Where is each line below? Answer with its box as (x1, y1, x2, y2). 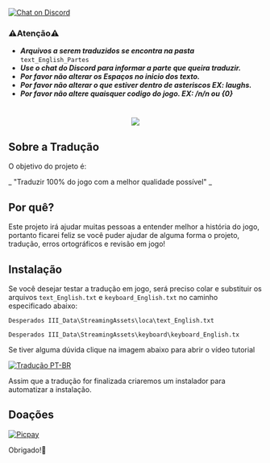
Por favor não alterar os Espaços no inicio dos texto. (19, 72, 200, 81)
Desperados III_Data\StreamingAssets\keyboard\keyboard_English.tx (8, 331, 240, 339)
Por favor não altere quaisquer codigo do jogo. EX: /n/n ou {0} (19, 89, 234, 98)
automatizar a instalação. (8, 384, 92, 394)
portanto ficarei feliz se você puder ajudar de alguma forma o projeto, (8, 231, 240, 240)
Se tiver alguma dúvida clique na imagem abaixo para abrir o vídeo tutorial (8, 344, 255, 354)
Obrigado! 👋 (8, 444, 47, 455)
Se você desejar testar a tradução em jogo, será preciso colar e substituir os (8, 283, 262, 294)
